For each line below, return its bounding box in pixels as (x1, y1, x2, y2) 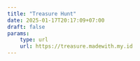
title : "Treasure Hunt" (7, 10, 77, 18)
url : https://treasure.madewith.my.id (20, 43, 133, 50)
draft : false (7, 23, 45, 30)
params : (7, 29, 30, 37)
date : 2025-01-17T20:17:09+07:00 (7, 17, 105, 24)
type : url (20, 36, 49, 43)
